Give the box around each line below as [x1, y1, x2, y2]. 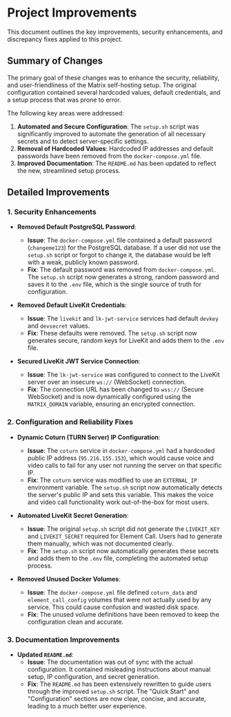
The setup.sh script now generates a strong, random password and [27, 273, 219, 281]
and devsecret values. [27, 322, 90, 330]
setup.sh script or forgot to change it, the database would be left [27, 251, 212, 259]
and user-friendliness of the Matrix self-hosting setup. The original [7, 81, 197, 89]
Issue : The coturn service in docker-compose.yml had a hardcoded [27, 446, 215, 454]
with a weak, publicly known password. [27, 258, 139, 267]
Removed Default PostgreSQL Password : [17, 223, 137, 231]
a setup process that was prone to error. [7, 95, 122, 104]
